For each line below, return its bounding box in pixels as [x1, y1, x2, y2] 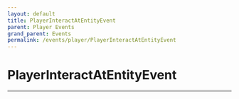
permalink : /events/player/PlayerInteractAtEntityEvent [7, 37, 176, 44]
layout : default [7, 10, 55, 18]
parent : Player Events [7, 23, 75, 30]
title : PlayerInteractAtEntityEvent [7, 17, 116, 24]
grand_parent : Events [7, 30, 72, 37]
